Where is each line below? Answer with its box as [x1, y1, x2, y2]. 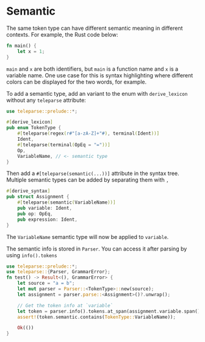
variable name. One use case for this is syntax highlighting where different [6, 71, 193, 79]
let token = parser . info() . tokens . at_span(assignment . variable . [17, 308, 184, 315]
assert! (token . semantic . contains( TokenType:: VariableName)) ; [17, 314, 176, 320]
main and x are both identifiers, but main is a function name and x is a [6, 65, 179, 73]
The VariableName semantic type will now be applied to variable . [6, 233, 169, 240]
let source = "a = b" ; [17, 280, 75, 287]
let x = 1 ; [17, 48, 45, 54]
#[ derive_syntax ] [6, 188, 51, 194]
